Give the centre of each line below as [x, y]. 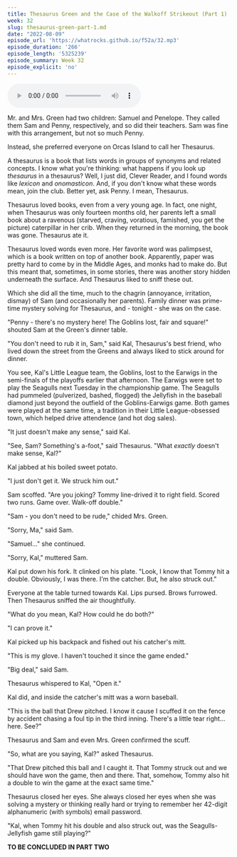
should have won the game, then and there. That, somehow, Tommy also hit [118, 775]
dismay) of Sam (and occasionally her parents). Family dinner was [104, 300]
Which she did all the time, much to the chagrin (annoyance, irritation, [110, 293]
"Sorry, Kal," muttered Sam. [48, 557]
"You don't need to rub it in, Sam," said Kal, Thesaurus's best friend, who [115, 343]
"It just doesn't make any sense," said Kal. [69, 432]
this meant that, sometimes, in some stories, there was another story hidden [119, 271]
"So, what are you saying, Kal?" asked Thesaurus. [80, 754]
